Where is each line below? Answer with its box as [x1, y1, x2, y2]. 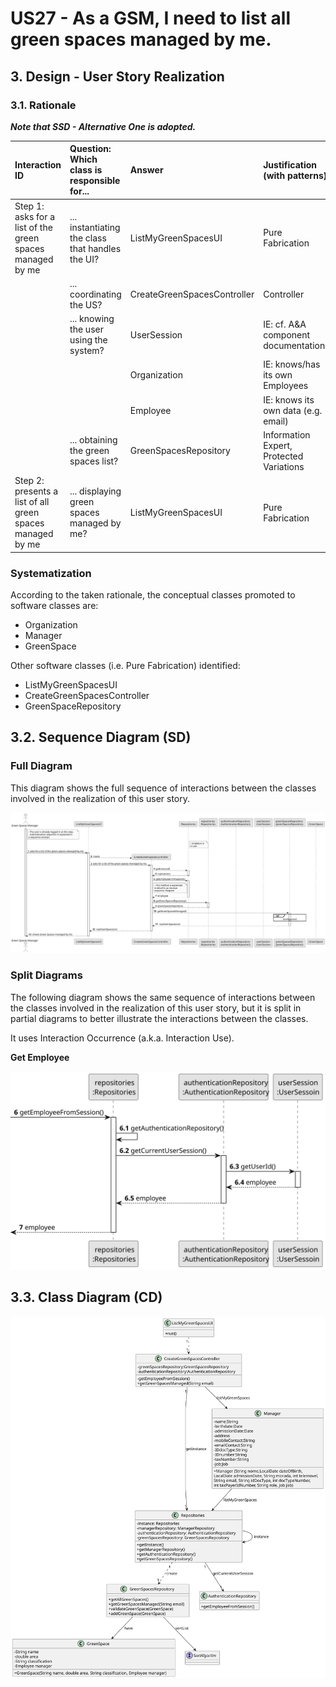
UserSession [129, 328, 183, 341]
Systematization [10, 566, 92, 580]
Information [263, 428, 311, 441]
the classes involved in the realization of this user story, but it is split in [10, 1002, 302, 1014]
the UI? [69, 253, 100, 265]
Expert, [263, 439, 293, 451]
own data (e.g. [263, 404, 323, 416]
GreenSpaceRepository [24, 700, 122, 712]
